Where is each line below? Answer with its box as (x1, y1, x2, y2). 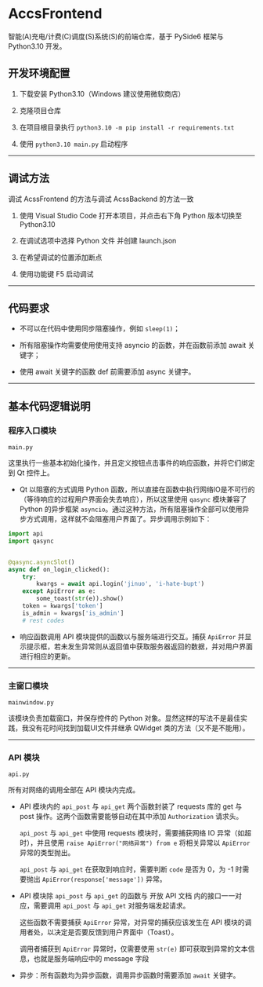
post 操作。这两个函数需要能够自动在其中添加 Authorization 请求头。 (19, 812, 243, 821)
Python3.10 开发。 (8, 41, 67, 51)
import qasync (8, 537, 55, 545)
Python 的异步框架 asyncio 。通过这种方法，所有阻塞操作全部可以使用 (19, 504, 243, 514)
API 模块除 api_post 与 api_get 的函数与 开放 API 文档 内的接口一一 (19, 891, 236, 901)
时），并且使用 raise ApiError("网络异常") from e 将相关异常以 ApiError (19, 838, 250, 848)
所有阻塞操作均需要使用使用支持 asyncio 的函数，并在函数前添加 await (19, 341, 247, 350)
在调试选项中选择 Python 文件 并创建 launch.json (19, 236, 177, 245)
